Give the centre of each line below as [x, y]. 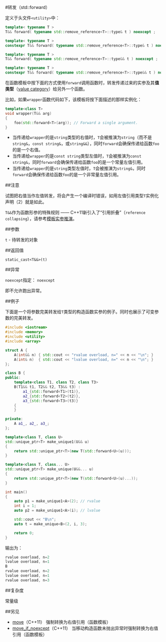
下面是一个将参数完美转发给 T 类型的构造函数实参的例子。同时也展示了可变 [80, 312]
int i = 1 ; [25, 506]
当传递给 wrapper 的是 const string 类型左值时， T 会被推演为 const [77, 156]
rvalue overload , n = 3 [27, 580]
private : [14, 419]
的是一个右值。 [27, 150]
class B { [15, 373]
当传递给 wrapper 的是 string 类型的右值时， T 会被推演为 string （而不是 [82, 138]
